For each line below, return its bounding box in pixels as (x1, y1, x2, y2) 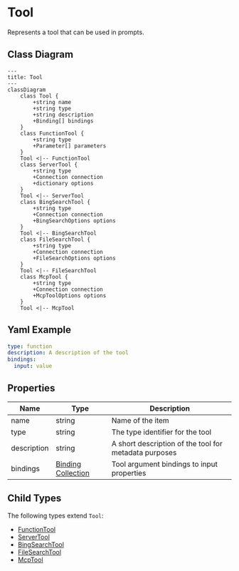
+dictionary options (33, 180, 94, 187)
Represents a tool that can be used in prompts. (7, 28, 144, 36)
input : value (14, 363, 53, 370)
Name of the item (111, 415, 169, 425)
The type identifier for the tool (111, 427, 212, 437)
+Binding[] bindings (33, 117, 94, 125)
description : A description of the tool (7, 349, 129, 356)
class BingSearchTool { (20, 198, 91, 205)
